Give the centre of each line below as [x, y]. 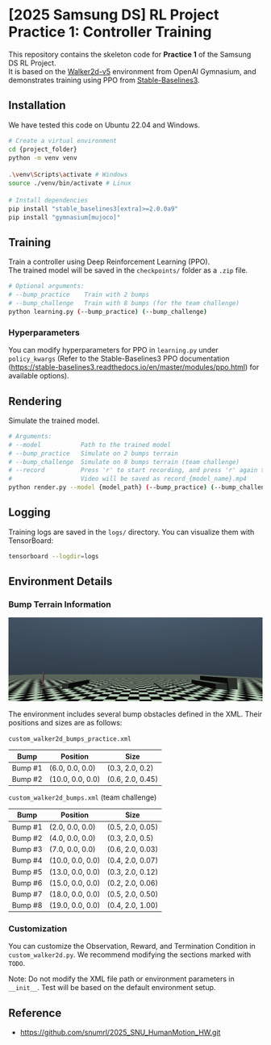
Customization [38, 928]
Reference [35, 1013]
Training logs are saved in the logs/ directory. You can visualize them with [131, 532]
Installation [37, 105]
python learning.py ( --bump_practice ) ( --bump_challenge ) [108, 311]
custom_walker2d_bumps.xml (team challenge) [83, 797]
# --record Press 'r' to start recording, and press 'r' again [133, 470]
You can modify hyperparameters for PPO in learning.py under [114, 350]
